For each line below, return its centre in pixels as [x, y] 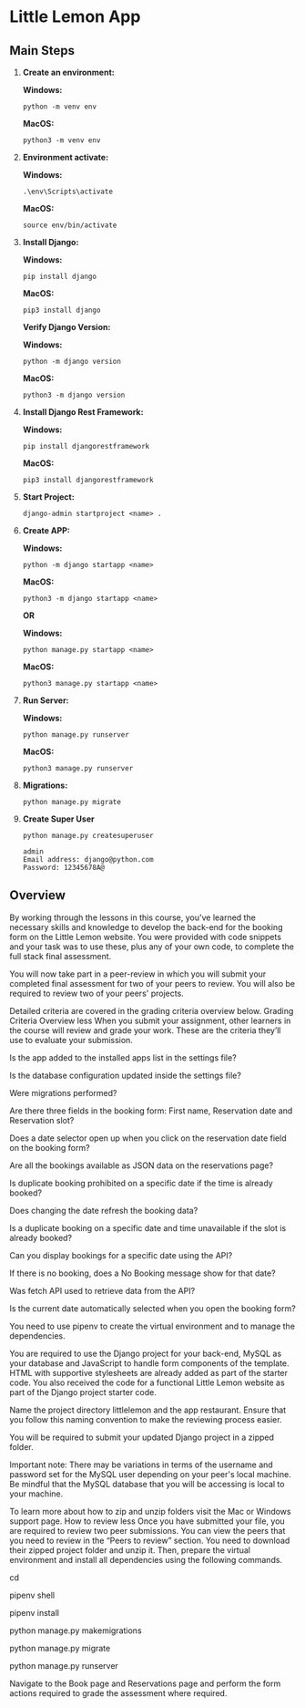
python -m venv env [60, 107]
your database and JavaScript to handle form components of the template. [149, 1363]
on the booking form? [50, 1147]
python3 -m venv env [61, 140]
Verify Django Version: [66, 327]
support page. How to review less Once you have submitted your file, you [147, 1521]
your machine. [36, 1494]
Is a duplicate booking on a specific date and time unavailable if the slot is [148, 1227]
